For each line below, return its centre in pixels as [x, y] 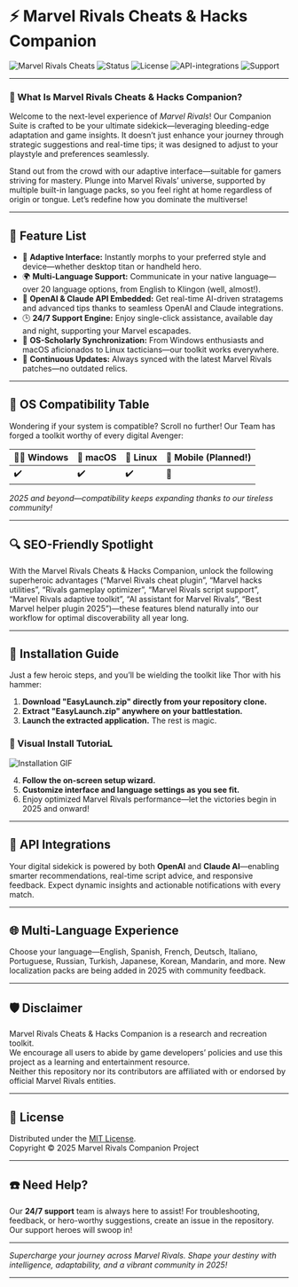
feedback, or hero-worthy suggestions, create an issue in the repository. [142, 1220]
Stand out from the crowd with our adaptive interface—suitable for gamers [145, 171]
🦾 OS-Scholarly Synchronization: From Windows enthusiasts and [143, 341]
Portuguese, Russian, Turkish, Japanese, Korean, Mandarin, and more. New [147, 961]
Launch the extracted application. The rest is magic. [119, 721]
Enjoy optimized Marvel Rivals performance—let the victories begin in [149, 799]
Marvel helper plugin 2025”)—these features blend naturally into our [134, 608]
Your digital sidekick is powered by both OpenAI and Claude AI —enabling [144, 866]
